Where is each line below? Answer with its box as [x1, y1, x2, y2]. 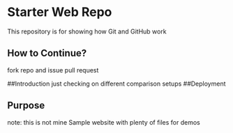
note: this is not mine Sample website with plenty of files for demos [7, 118, 200, 126]
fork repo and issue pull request [7, 65, 99, 74]
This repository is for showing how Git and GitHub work [7, 27, 167, 36]
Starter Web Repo [7, 4, 112, 20]
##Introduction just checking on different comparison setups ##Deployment [7, 79, 226, 88]
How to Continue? [7, 47, 87, 59]
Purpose [7, 100, 45, 111]
